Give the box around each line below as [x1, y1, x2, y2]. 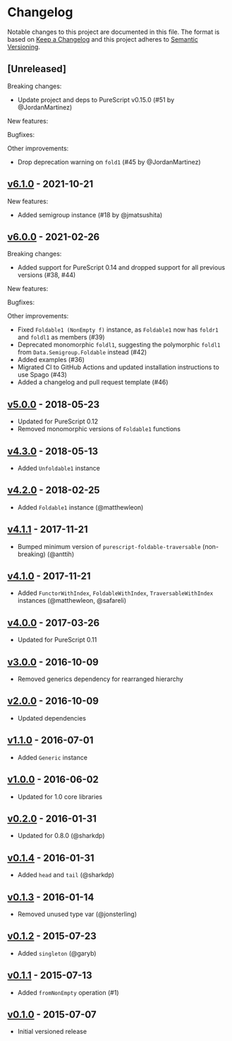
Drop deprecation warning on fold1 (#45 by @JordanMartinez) [17, 157, 201, 166]
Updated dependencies [17, 714, 87, 722]
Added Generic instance [17, 753, 88, 762]
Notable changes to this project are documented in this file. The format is [7, 28, 220, 36]
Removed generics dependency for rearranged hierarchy [17, 675, 183, 683]
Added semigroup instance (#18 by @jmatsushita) [17, 210, 163, 219]
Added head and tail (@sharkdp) [17, 871, 115, 879]
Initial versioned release [17, 1028, 87, 1036]
